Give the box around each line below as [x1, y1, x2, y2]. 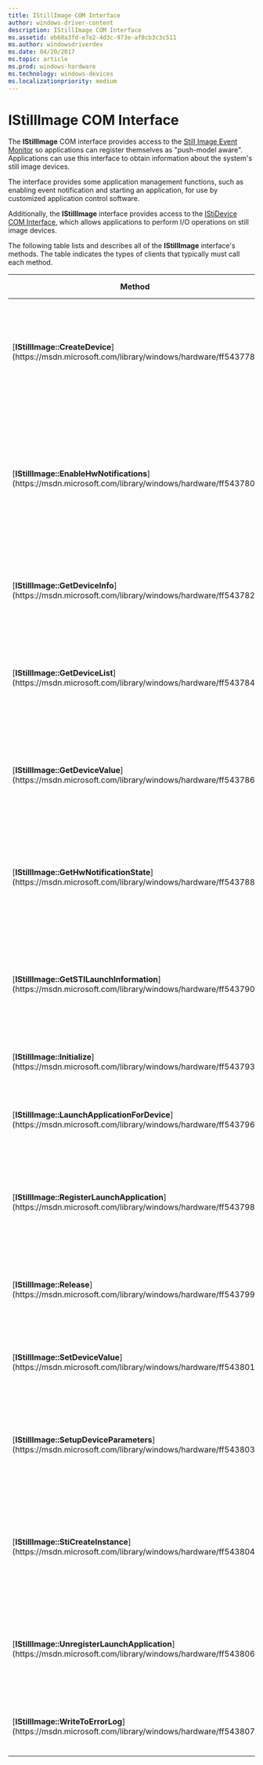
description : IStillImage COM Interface [8, 26, 142, 34]
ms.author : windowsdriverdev [8, 41, 103, 49]
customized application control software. [8, 194, 140, 203]
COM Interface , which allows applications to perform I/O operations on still [8, 218, 249, 227]
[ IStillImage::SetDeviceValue [12, 1352, 120, 1363]
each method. [8, 258, 53, 267]
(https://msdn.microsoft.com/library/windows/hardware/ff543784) [12, 677, 258, 688]
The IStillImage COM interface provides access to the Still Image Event [8, 137, 237, 146]
